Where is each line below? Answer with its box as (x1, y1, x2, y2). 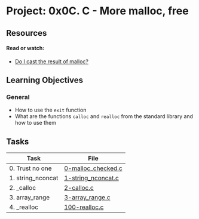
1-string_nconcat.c (63, 174, 120, 183)
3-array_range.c (63, 193, 111, 202)
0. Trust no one (9, 164, 52, 172)
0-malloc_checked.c (63, 164, 123, 172)
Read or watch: (6, 45, 45, 52)
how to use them (14, 119, 57, 127)
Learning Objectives (6, 75, 84, 85)
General (6, 93, 30, 101)
